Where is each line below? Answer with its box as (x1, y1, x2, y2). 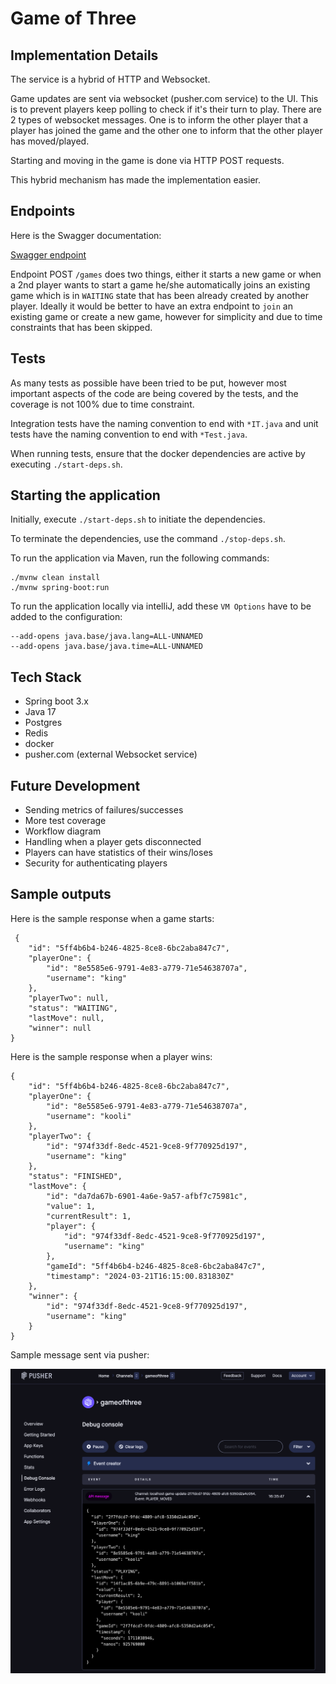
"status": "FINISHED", (28, 1171, 123, 1181)
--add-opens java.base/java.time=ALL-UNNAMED (10, 642, 203, 652)
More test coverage (24, 815, 107, 827)
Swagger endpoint (10, 248, 87, 261)
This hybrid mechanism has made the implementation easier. (10, 174, 262, 186)
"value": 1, (46, 1201, 97, 1211)
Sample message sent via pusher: (10, 1348, 150, 1361)
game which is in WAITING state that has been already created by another (10, 289, 309, 301)
